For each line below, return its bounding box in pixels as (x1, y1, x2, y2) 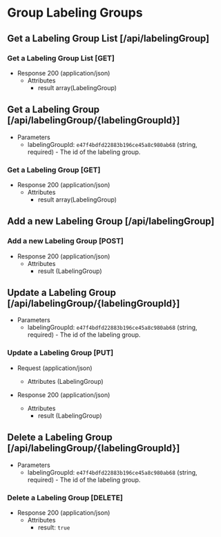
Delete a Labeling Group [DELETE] (7, 493, 123, 502)
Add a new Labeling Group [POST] (7, 236, 124, 246)
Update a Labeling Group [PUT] (7, 348, 114, 358)
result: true (37, 523, 70, 531)
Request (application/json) (17, 364, 93, 372)
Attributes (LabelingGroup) (27, 377, 104, 385)
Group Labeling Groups (7, 5, 143, 21)
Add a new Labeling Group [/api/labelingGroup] (7, 215, 215, 227)
